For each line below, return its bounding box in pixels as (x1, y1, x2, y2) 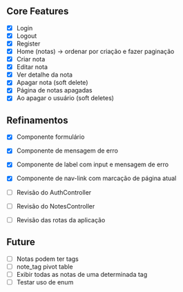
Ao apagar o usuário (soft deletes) (16, 94, 115, 102)
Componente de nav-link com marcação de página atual (16, 174, 177, 182)
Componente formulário (16, 133, 85, 141)
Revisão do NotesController (16, 202, 95, 210)
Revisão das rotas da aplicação (16, 215, 106, 224)
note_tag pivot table (16, 262, 73, 271)
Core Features (6, 6, 69, 17)
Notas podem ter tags (16, 255, 79, 263)
